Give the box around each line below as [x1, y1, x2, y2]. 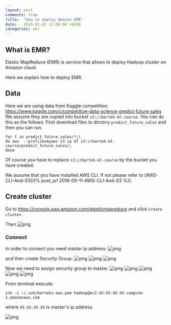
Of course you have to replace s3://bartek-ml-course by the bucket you [5, 156, 157, 163]
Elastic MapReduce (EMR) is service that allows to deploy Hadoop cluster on [5, 59, 166, 65]
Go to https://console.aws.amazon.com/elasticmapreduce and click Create [5, 205, 162, 212]
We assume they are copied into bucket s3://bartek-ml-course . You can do [5, 113, 164, 120]
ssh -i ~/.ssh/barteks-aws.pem [5, 290, 72, 295]
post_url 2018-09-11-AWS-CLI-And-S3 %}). [41, 177, 133, 183]
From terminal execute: [5, 281, 54, 287]
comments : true [5, 12, 38, 17]
